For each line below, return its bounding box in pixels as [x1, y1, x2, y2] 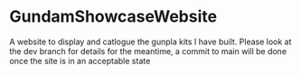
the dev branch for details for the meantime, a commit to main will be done [9, 45, 287, 56]
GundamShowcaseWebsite [9, 6, 218, 27]
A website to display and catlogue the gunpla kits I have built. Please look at [9, 36, 292, 47]
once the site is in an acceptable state [9, 55, 151, 66]
